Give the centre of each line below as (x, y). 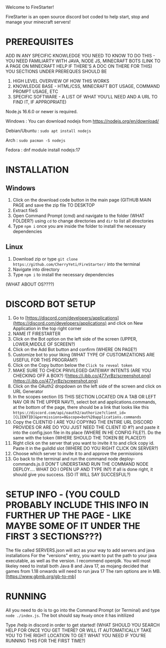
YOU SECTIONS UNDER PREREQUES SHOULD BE (56, 71)
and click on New (125, 323)
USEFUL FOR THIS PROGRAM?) (45, 360)
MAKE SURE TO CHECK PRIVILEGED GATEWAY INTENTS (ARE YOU (82, 370)
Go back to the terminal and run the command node (65, 459)
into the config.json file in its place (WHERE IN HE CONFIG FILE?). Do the (87, 432)
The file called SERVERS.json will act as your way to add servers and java (80, 550)
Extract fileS (25, 210)
